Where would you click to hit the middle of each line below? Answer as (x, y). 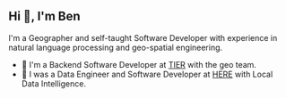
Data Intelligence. (54, 83)
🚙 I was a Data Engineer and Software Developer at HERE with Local (147, 74)
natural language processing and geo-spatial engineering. (116, 47)
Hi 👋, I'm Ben (45, 16)
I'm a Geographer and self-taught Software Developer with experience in (143, 37)
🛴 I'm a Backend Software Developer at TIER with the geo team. (139, 64)
